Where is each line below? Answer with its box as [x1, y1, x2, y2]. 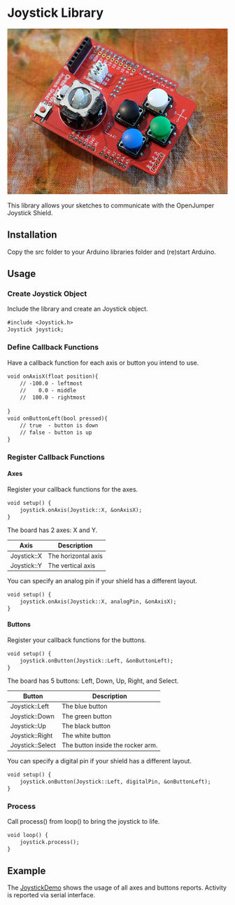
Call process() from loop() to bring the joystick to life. [7, 817, 160, 826]
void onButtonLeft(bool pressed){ [7, 415, 108, 422]
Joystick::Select [10, 741, 56, 749]
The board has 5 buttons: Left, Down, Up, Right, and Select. [7, 676, 179, 685]
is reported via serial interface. [7, 890, 96, 899]
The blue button [62, 702, 108, 711]
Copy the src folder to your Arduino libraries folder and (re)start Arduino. [7, 247, 217, 256]
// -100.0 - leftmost [20, 380, 83, 387]
